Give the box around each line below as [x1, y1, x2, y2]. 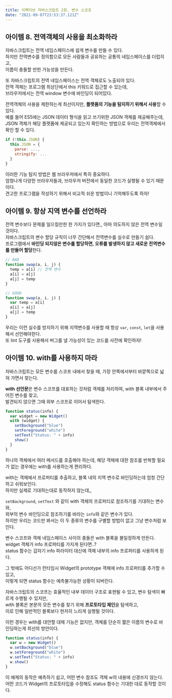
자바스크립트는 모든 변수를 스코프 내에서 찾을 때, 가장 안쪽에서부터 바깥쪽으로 [5, 368, 159, 374]
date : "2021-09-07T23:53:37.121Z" [5, 12, 80, 17]
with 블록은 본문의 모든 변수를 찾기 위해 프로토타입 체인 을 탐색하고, [5, 601, 139, 608]
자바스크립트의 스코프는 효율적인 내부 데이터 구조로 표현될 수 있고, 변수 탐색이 [5, 589, 160, 595]
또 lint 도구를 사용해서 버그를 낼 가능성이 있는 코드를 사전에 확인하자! [5, 337, 142, 343]
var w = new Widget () [10, 640, 56, 646]
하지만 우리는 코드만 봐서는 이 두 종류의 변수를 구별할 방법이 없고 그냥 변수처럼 [5, 517, 162, 523]
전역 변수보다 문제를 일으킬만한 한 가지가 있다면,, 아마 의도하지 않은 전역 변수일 [5, 222, 163, 228]
